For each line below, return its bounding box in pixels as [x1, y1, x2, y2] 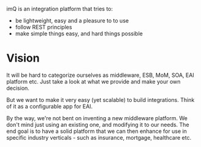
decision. [6, 84, 29, 91]
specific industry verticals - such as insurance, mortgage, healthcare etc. [6, 134, 192, 141]
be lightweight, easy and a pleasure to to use [15, 17, 129, 24]
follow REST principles [15, 24, 72, 30]
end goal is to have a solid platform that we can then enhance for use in [6, 127, 187, 135]
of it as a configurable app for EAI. [6, 102, 93, 110]
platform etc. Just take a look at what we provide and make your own [6, 77, 181, 85]
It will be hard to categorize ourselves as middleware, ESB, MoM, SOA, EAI [6, 71, 194, 79]
